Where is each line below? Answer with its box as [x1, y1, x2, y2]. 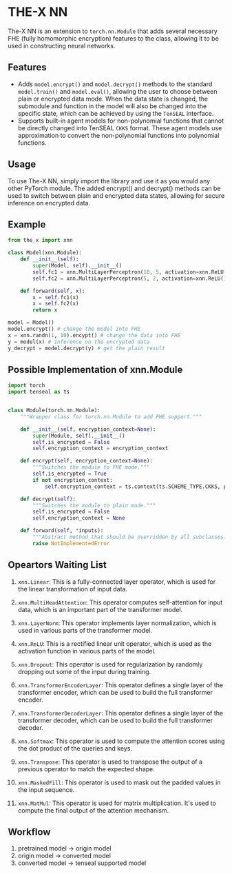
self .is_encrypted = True [32, 470, 107, 478]
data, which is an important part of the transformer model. [17, 605, 183, 613]
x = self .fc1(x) [32, 294, 79, 301]
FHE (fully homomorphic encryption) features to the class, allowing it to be [8, 34, 219, 42]
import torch [8, 382, 45, 389]
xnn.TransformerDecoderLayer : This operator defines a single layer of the [17, 709, 223, 717]
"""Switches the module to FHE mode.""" [32, 464, 150, 471]
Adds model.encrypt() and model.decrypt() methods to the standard [17, 80, 213, 88]
